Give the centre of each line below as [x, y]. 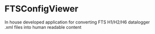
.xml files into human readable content [43, 27]
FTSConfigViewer [41, 9]
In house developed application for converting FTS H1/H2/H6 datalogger [77, 22]
